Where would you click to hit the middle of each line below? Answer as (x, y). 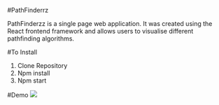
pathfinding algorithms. (41, 38)
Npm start (32, 80)
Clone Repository (42, 65)
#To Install (22, 52)
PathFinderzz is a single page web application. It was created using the (110, 23)
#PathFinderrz (28, 10)
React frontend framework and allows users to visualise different (100, 31)
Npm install (34, 73)
